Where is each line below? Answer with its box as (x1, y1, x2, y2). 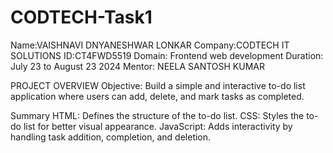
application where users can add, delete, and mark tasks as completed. (10, 90, 305, 102)
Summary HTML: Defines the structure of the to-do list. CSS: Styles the (10, 109, 305, 121)
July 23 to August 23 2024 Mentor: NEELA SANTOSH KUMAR (10, 60, 265, 72)
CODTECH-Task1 (10, 6, 153, 29)
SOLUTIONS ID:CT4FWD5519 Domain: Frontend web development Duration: (10, 49, 324, 61)
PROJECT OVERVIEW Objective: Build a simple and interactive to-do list (10, 79, 306, 91)
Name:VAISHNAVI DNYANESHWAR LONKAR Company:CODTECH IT (10, 39, 290, 51)
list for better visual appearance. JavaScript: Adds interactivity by (23, 120, 293, 132)
